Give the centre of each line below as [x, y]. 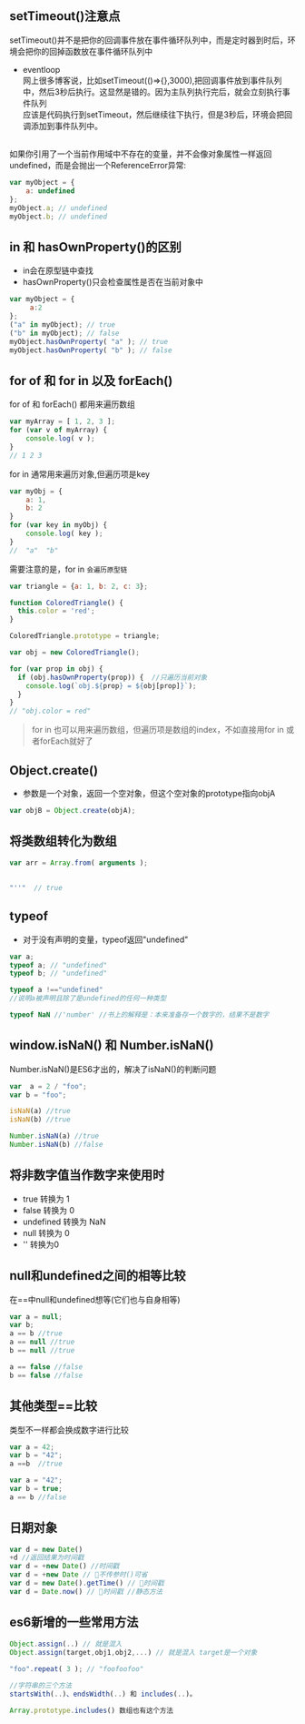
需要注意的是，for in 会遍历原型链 [69, 569]
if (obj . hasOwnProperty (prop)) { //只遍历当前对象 [113, 677]
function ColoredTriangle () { [67, 603]
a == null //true [42, 1342]
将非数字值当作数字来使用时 [87, 1176]
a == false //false [46, 1367]
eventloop [41, 69]
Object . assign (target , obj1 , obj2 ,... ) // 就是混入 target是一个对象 [133, 1652]
